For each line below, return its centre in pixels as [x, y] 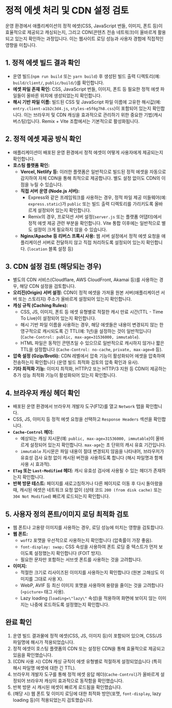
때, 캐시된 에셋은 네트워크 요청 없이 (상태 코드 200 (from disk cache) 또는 [87, 490]
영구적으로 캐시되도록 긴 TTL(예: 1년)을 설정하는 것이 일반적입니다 [86, 331]
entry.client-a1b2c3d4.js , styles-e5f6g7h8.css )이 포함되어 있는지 [82, 108]
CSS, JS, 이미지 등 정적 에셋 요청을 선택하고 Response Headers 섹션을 [82, 419]
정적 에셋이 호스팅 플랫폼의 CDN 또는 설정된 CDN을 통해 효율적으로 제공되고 [89, 648]
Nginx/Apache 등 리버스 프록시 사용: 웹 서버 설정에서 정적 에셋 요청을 [90, 236]
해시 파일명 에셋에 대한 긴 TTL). [44, 668]
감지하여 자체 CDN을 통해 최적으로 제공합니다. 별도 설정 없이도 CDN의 [90, 178]
